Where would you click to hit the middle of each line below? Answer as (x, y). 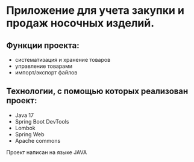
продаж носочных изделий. (80, 23)
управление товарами (44, 66)
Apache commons (38, 140)
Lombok (25, 128)
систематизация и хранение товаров (63, 60)
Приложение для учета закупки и (95, 10)
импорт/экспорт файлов (46, 72)
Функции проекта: (43, 45)
